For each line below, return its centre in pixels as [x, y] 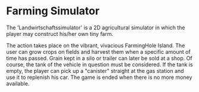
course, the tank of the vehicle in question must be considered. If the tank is [99, 65]
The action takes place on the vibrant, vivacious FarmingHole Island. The [96, 45]
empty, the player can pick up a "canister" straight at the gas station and [95, 70]
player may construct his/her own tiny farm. [60, 33]
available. [18, 83]
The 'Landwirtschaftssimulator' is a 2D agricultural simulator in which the [96, 27]
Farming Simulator [53, 11]
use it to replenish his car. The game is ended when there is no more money [99, 77]
